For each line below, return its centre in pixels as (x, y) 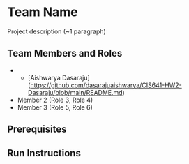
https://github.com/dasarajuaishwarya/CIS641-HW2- (106, 85)
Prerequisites (37, 129)
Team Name (43, 12)
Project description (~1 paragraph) (56, 31)
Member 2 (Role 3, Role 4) (55, 100)
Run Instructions (44, 153)
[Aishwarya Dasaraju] (59, 77)
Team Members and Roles (65, 53)
